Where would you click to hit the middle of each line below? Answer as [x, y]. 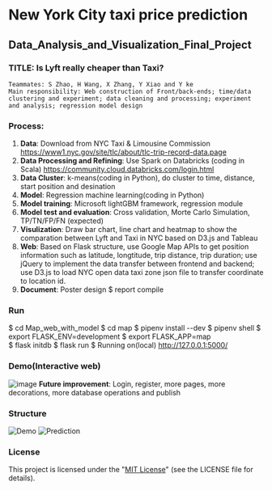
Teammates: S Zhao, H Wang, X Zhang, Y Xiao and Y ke [101, 84]
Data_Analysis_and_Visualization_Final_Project [130, 45]
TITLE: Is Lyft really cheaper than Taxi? [86, 68]
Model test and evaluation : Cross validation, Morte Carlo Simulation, [135, 213]
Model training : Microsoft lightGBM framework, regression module [132, 204]
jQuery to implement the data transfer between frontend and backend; [137, 264]
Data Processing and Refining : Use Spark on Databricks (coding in [132, 161]
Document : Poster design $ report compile [92, 289]
